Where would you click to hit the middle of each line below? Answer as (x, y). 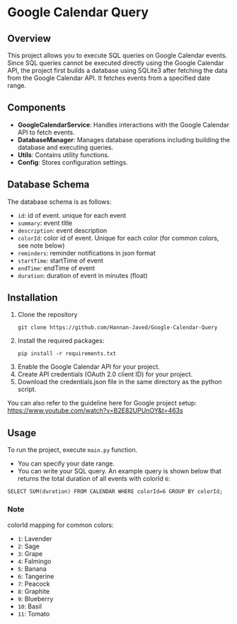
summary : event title (45, 223)
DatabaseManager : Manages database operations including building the (123, 139)
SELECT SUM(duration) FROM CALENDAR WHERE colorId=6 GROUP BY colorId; (115, 492)
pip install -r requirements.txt (67, 354)
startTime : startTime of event (60, 260)
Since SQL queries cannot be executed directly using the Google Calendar (116, 63)
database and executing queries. (65, 147)
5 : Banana (32, 568)
